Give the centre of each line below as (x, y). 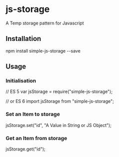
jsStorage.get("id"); (26, 149)
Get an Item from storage (37, 138)
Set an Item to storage (33, 114)
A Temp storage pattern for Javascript (45, 23)
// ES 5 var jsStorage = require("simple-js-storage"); (59, 91)
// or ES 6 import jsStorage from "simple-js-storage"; (60, 101)
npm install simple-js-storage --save (43, 50)
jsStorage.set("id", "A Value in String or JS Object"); (59, 125)
